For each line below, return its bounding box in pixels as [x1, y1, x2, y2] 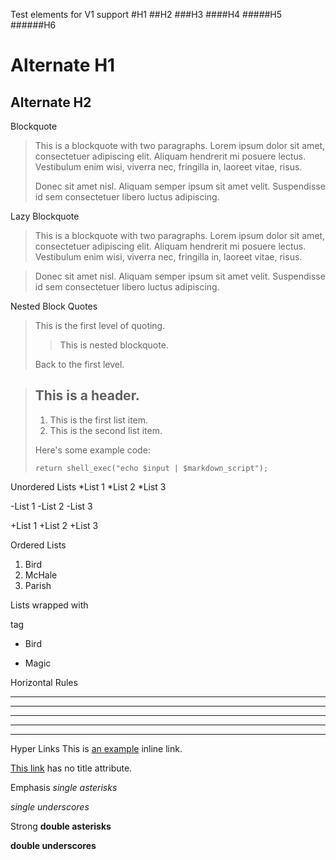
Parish [24, 579, 52, 591]
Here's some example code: [34, 444, 151, 456]
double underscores [10, 839, 97, 851]
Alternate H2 [10, 94, 92, 111]
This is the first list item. [49, 414, 149, 426]
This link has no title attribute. [10, 762, 133, 774]
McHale [24, 569, 58, 581]
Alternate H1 [10, 54, 116, 77]
